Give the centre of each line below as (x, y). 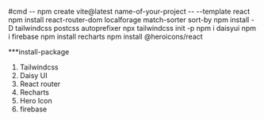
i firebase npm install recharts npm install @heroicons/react (106, 36)
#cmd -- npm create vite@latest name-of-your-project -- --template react (129, 11)
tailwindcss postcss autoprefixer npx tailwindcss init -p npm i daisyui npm (136, 28)
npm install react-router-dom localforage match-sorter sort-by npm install (129, 20)
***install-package (39, 52)
